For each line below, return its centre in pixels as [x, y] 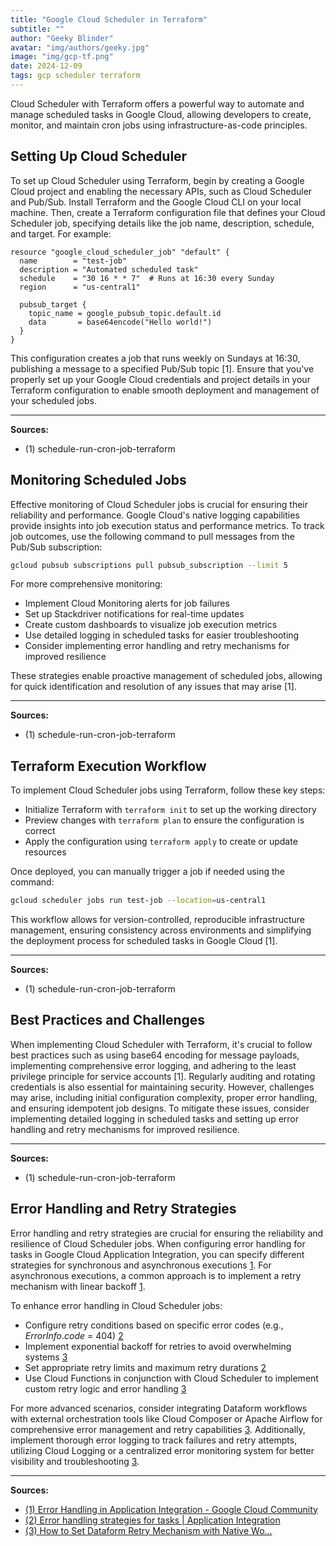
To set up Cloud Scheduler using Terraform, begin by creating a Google [157, 180]
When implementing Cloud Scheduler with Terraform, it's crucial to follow [161, 1044]
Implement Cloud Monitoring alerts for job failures [127, 603]
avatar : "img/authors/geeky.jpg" [80, 47]
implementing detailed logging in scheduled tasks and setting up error [155, 1118]
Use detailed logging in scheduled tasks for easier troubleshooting [162, 635]
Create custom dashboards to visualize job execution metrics [151, 625]
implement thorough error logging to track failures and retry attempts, [154, 1440]
